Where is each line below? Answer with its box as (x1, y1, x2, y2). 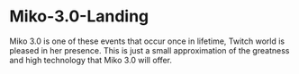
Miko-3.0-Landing (9, 6, 149, 27)
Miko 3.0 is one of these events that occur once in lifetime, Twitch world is (9, 36, 285, 46)
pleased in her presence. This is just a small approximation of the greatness (9, 45, 290, 55)
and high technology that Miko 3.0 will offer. (9, 54, 173, 65)
